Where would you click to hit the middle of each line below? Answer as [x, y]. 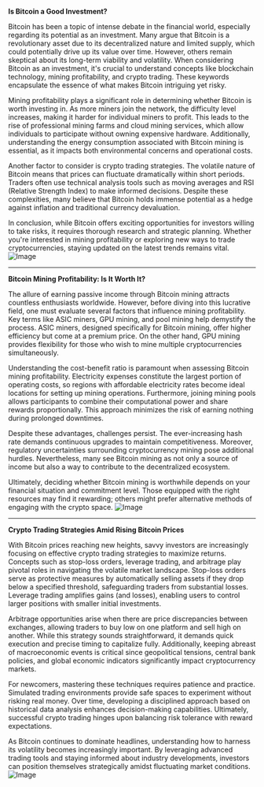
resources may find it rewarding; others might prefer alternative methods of [130, 499]
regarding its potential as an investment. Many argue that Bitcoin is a [119, 35]
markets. [22, 669]
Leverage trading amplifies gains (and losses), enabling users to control [124, 595]
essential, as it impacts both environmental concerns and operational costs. [130, 150]
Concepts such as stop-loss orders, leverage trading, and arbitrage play [125, 562]
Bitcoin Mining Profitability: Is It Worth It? [77, 279]
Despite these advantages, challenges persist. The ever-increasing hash [125, 433]
